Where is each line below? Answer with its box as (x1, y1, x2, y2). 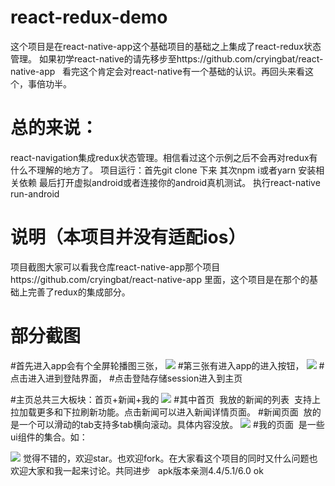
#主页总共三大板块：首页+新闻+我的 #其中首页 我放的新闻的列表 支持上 (10, 393, 321, 405)
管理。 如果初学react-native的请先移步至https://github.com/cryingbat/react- (10, 52, 324, 65)
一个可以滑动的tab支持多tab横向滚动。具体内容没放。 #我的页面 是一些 (18, 418, 325, 430)
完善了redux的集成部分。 (27, 286, 131, 298)
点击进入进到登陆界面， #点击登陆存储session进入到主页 (10, 372, 243, 384)
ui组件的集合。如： (10, 431, 88, 443)
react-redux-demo (10, 6, 168, 29)
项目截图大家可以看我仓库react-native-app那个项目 (10, 261, 221, 273)
